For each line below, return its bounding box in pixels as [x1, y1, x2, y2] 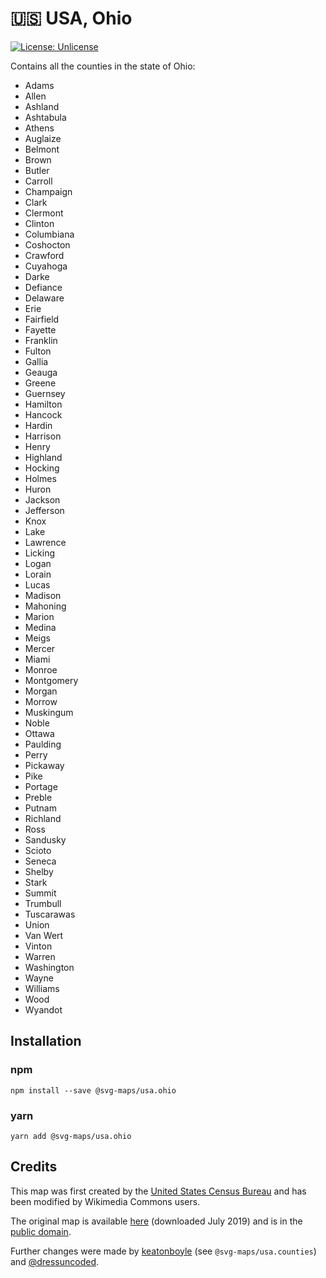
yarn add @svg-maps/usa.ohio [10, 1131, 132, 1141]
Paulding [24, 738, 62, 750]
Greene [24, 377, 57, 389]
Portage [24, 780, 58, 792]
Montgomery [24, 674, 79, 686]
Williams [24, 982, 60, 994]
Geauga [24, 366, 58, 378]
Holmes [24, 472, 57, 484]
